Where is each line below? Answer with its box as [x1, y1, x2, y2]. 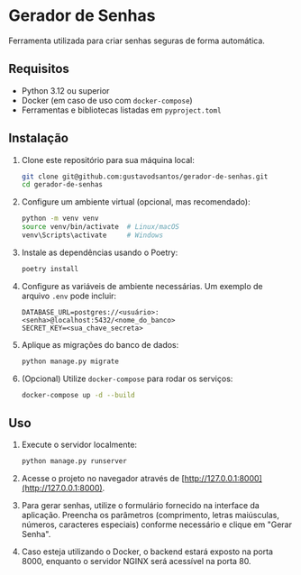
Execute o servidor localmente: [21, 439, 137, 451]
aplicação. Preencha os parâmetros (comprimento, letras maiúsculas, [21, 510, 280, 521]
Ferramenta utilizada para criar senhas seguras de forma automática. [8, 35, 265, 46]
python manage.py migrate [21, 357, 119, 366]
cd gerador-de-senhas [21, 180, 103, 189]
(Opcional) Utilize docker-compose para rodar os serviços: [21, 373, 233, 384]
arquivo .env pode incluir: [21, 290, 117, 301]
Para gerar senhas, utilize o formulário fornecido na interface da [21, 500, 260, 511]
